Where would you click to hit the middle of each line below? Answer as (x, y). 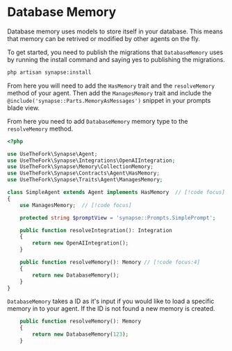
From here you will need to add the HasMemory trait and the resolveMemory (111, 85)
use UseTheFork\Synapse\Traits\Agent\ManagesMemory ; (85, 180)
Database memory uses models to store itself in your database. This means (115, 31)
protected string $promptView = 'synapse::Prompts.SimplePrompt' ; (118, 218)
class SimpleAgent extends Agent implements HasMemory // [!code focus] (116, 193)
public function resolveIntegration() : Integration (96, 230)
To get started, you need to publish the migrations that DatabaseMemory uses (115, 52)
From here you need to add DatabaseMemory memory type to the (98, 121)
